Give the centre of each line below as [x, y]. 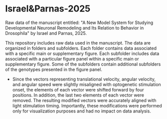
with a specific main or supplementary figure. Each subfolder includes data [82, 53]
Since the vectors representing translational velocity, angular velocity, [84, 79]
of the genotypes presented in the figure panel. [54, 69]
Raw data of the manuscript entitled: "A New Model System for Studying [79, 22]
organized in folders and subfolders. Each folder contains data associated [81, 48]
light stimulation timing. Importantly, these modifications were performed [87, 105]
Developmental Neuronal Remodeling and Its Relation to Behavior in [75, 27]
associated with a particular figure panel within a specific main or [72, 58]
